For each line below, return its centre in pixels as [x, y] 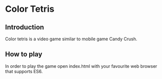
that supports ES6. [24, 71]
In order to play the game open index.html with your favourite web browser [81, 66]
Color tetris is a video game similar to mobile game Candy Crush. [71, 39]
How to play [24, 54]
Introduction [25, 27]
